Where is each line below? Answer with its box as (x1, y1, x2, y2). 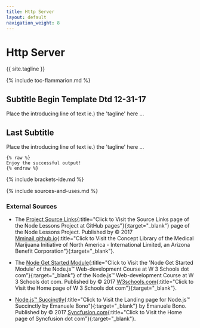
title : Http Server (6, 8, 55, 15)
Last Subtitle (6, 127, 54, 137)
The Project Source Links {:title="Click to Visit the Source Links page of (14, 216, 189, 223)
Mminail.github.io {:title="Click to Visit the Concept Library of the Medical (14, 235, 194, 242)
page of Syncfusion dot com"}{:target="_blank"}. (14, 315, 136, 323)
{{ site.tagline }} (6, 65, 45, 72)
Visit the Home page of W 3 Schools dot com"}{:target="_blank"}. (14, 284, 177, 292)
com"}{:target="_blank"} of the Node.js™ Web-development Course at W (14, 272, 194, 279)
